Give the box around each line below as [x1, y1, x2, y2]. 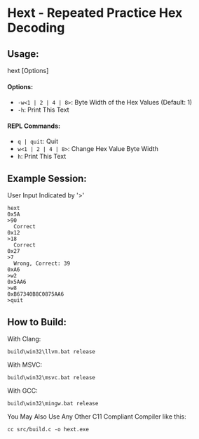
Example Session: [7, 172, 88, 184]
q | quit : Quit [17, 137, 59, 145]
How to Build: [7, 316, 67, 328]
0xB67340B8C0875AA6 [7, 291, 64, 298]
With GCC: [7, 386, 38, 395]
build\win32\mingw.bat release [7, 400, 99, 407]
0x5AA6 [7, 279, 27, 286]
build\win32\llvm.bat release [7, 348, 96, 355]
